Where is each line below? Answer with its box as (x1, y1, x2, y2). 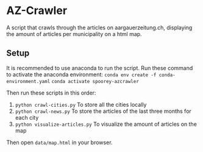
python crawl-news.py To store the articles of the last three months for (15, 107, 192, 115)
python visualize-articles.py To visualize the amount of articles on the (15, 120, 197, 128)
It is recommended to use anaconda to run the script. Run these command (6, 64, 193, 71)
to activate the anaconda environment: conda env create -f (6, 71, 157, 78)
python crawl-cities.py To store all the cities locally (15, 101, 147, 108)
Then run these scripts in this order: (6, 89, 96, 96)
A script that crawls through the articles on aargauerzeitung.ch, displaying (6, 24, 193, 31)
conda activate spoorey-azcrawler (51, 78, 139, 84)
